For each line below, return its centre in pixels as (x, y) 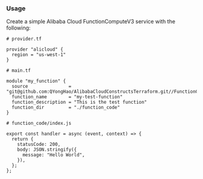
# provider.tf (24, 39)
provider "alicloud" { (35, 49)
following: (18, 28)
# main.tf (19, 71)
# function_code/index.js (39, 124)
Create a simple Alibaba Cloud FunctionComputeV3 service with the (91, 22)
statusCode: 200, (39, 145)
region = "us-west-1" (39, 55)
